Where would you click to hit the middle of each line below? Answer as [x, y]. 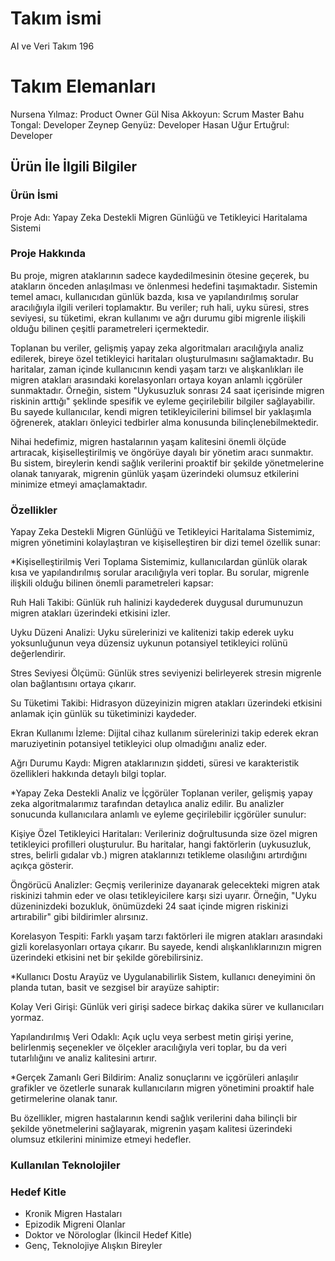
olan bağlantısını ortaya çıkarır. [73, 684]
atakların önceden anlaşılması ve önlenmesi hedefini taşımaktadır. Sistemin [164, 286]
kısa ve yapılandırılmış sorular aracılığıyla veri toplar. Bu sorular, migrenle [160, 573]
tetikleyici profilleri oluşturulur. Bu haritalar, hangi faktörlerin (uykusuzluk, [161, 844]
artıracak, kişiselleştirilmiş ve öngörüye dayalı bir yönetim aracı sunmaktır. [162, 452]
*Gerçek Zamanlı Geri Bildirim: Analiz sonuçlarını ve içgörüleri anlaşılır [154, 1078]
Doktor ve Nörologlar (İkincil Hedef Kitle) [108, 1235]
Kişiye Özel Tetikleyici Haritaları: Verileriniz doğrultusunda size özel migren [164, 834]
